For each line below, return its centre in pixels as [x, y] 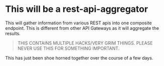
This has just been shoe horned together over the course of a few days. [79, 58]
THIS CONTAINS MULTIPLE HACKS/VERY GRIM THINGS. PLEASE [85, 43]
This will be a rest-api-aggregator [77, 9]
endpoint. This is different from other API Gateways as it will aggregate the [82, 28]
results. [13, 33]
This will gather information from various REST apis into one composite [78, 23]
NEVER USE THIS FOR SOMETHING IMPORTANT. [68, 48]
